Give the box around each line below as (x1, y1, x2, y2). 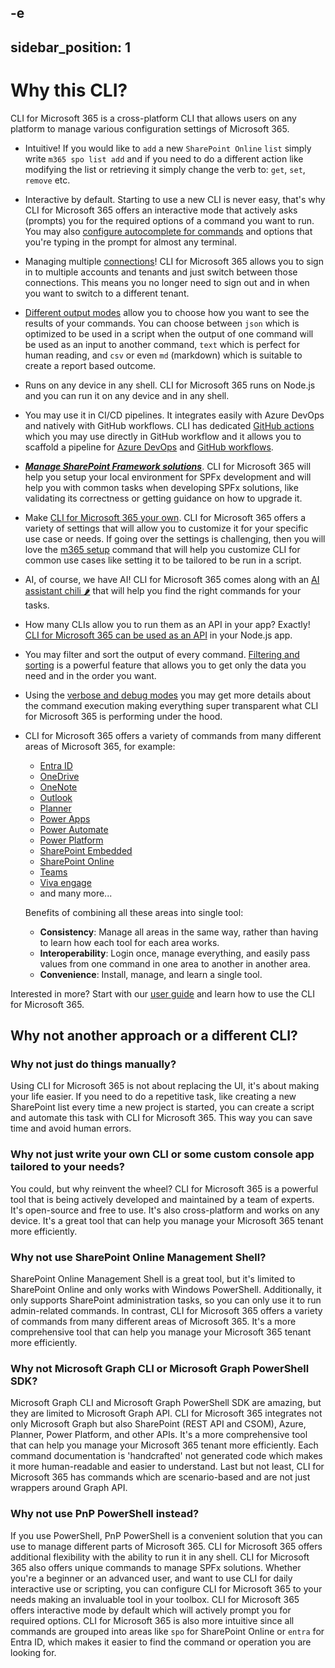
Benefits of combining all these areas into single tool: (24, 906, 244, 918)
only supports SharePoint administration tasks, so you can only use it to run (10, 1294, 322, 1306)
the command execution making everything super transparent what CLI (24, 699, 319, 711)
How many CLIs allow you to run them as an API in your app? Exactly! (24, 618, 311, 630)
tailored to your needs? (10, 1160, 126, 1174)
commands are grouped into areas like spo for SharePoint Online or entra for (10, 1625, 325, 1637)
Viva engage (39, 876, 92, 888)
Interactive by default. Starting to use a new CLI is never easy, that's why (24, 193, 326, 205)
